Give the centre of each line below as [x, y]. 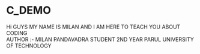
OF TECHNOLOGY [29, 46]
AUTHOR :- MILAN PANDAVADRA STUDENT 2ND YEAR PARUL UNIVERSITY [100, 39]
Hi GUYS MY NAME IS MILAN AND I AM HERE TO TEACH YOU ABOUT [93, 27]
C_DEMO [29, 10]
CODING [17, 33]
